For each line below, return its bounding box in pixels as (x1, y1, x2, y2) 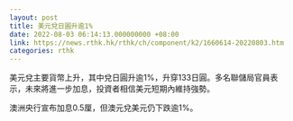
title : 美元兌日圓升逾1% (9, 22, 93, 30)
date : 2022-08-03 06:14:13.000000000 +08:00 (9, 30, 179, 39)
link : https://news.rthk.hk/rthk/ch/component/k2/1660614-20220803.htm (9, 38, 284, 48)
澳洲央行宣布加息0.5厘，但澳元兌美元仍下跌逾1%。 (9, 102, 198, 113)
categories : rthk (9, 47, 75, 56)
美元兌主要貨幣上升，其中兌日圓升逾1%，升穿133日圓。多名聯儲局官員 (9, 73, 270, 83)
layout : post (9, 13, 59, 22)
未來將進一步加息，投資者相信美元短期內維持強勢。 (24, 83, 215, 94)
